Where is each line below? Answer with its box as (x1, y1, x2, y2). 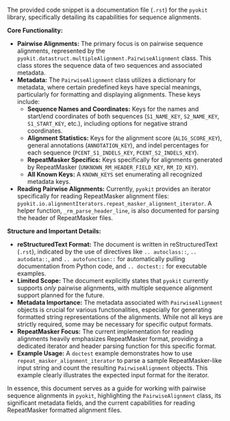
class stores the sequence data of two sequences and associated (16, 62, 203, 69)
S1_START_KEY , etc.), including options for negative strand (27, 120, 188, 127)
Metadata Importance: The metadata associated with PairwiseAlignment (16, 299, 223, 306)
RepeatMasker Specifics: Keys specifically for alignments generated (27, 156, 222, 163)
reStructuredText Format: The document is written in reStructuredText (16, 241, 218, 248)
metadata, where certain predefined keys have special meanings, (16, 83, 202, 91)
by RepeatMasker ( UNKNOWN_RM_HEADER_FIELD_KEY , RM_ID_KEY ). (27, 163, 199, 171)
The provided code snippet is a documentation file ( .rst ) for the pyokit (7, 6, 208, 14)
